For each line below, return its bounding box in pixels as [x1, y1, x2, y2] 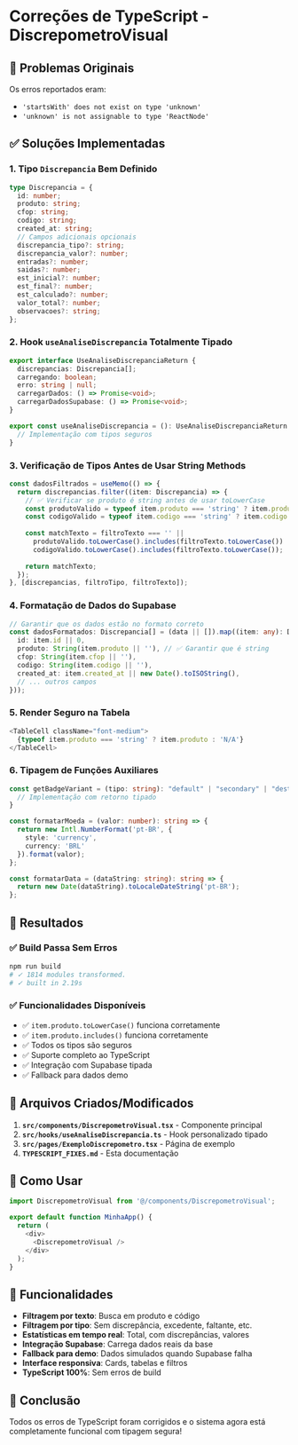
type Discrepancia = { [9, 183, 93, 192]
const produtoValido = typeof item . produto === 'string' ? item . [25, 504, 272, 513]
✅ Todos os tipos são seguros [21, 1039, 133, 1050]
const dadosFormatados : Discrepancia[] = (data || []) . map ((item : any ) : [9, 628, 284, 636]
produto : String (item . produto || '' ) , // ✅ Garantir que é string [17, 644, 270, 653]
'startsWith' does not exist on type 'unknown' [21, 103, 201, 112]
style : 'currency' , [25, 833, 98, 842]
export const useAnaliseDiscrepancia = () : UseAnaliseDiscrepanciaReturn [9, 422, 288, 430]
